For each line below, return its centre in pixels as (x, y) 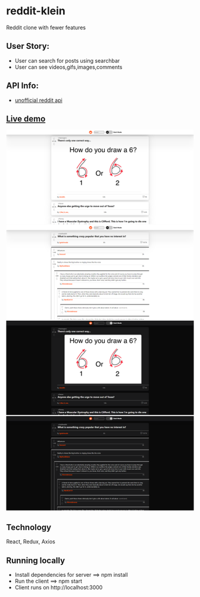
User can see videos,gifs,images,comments (68, 67)
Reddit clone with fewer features (46, 27)
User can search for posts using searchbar (67, 60)
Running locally (36, 560)
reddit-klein (36, 11)
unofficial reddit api (38, 100)
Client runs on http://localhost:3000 (59, 587)
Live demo (26, 118)
